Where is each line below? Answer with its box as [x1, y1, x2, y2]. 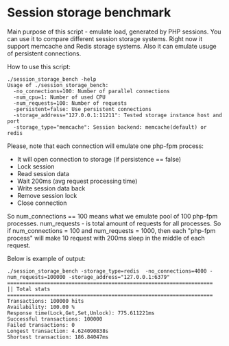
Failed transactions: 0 [7, 321, 75, 328]
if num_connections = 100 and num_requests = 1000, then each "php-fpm [7, 226, 216, 234]
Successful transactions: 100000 [7, 315, 103, 323]
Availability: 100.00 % [7, 304, 75, 310]
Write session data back [16, 184, 86, 193]
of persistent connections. [7, 49, 82, 58]
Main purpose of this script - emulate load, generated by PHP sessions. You [7, 27, 221, 36]
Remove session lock [16, 191, 77, 199]
